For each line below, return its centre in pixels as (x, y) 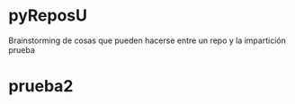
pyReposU (48, 16)
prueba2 (41, 87)
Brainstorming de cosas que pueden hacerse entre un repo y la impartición (147, 40)
